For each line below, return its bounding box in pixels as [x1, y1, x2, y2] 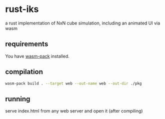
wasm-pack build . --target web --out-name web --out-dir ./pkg [5, 81, 142, 86]
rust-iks [5, 3, 39, 15]
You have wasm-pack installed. [5, 53, 70, 59]
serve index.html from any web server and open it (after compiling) [5, 108, 143, 114]
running [5, 94, 30, 103]
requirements [5, 40, 48, 48]
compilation [5, 67, 43, 76]
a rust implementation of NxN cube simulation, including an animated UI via [5, 20, 160, 26]
